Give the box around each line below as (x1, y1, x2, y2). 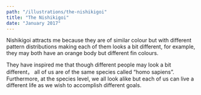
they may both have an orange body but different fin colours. (6, 50, 159, 57)
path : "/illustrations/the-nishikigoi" (6, 8, 107, 15)
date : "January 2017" (6, 20, 61, 26)
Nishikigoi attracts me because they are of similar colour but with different (6, 37, 192, 44)
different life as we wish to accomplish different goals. (6, 82, 141, 89)
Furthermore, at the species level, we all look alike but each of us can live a (6, 75, 194, 82)
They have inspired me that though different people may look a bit (6, 61, 171, 68)
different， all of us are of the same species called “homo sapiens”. (6, 68, 175, 76)
